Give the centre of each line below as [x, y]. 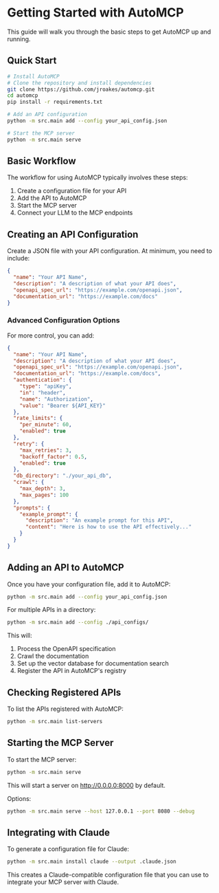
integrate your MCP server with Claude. [63, 882]
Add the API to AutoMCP [52, 198]
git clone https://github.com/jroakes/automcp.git [81, 89]
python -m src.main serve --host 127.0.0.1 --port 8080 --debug [101, 811]
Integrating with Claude [58, 833]
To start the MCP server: [42, 759]
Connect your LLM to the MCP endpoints [75, 213]
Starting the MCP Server [60, 743]
